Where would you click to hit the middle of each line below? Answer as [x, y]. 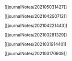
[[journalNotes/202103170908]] [36, 53]
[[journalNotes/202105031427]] [36, 7]
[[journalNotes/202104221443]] [36, 25]
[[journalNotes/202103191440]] [36, 44]
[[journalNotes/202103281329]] [36, 35]
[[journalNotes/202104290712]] [36, 16]
